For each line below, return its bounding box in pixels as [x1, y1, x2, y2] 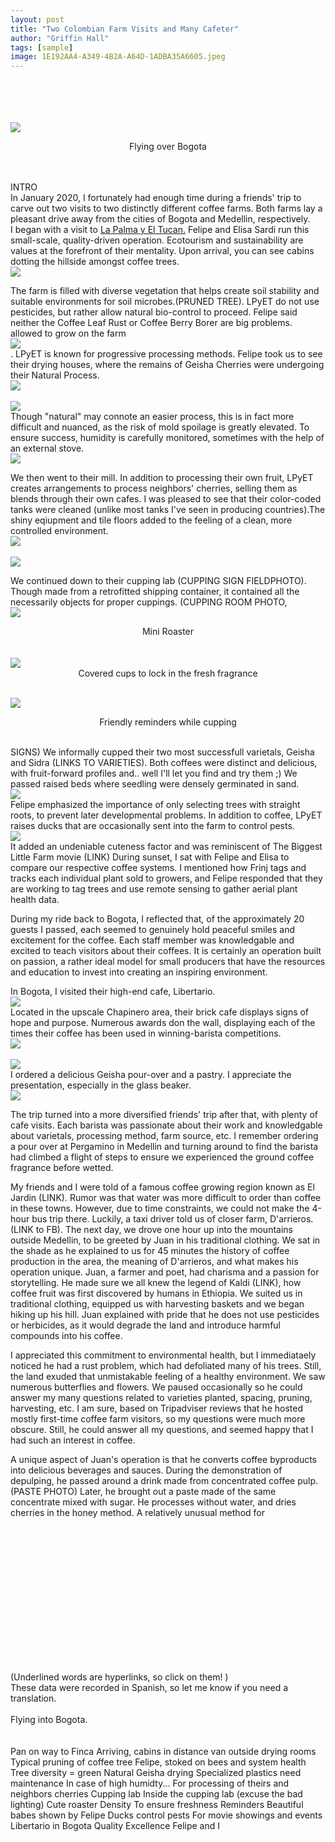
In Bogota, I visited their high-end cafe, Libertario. [10, 986, 216, 998]
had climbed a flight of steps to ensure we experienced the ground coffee [10, 1151, 315, 1163]
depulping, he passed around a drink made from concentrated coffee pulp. [10, 1475, 319, 1487]
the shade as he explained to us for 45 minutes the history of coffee [10, 1245, 290, 1257]
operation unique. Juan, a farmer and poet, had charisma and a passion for [10, 1266, 320, 1278]
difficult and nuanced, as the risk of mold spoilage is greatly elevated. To [10, 421, 310, 433]
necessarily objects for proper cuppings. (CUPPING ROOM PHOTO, [10, 596, 288, 608]
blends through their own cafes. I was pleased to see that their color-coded [10, 493, 322, 505]
